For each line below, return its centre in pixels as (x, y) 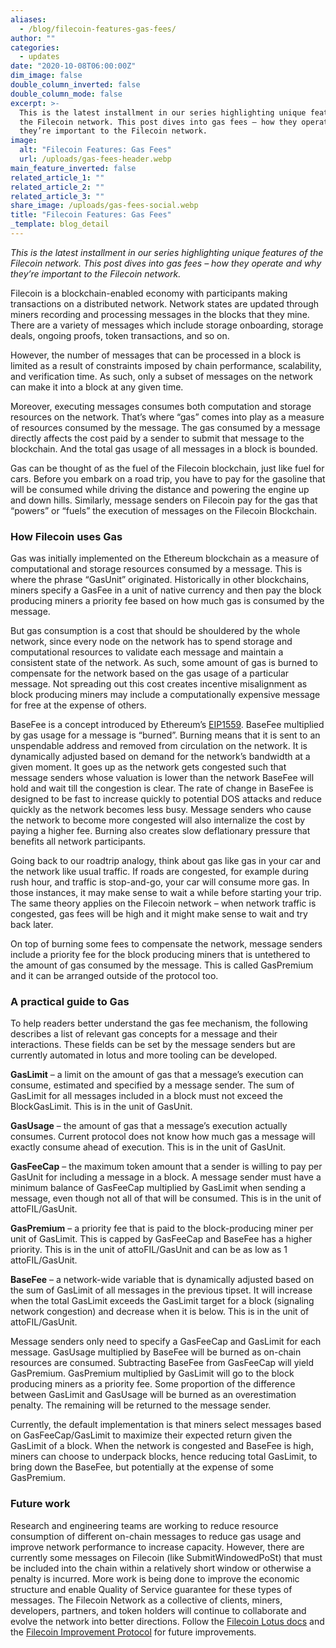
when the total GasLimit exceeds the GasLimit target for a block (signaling (162, 1301)
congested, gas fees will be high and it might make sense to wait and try (159, 914)
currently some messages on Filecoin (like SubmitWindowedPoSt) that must (166, 1557)
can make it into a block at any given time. (97, 387)
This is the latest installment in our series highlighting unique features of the (167, 252)
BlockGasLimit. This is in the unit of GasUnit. (101, 1107)
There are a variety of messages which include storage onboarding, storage (167, 325)
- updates (39, 57)
